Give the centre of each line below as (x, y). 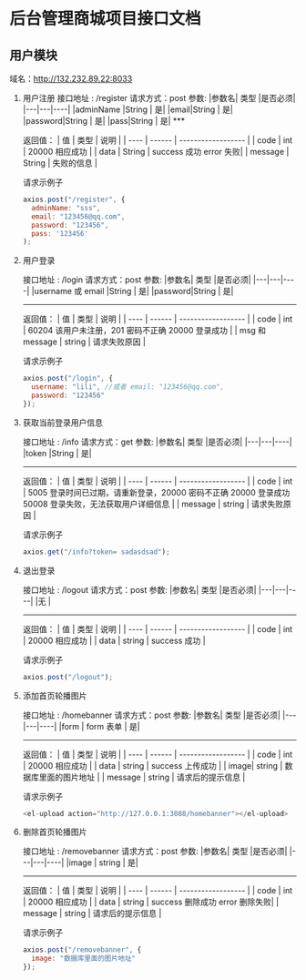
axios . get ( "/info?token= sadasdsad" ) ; (96, 552)
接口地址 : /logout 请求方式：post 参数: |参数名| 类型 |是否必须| (139, 589)
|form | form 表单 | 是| (99, 726)
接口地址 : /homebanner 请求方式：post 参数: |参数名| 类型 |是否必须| (151, 715)
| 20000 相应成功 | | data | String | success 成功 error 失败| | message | (156, 152)
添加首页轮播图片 (55, 695)
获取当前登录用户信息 (62, 422)
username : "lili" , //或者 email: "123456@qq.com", (128, 387)
